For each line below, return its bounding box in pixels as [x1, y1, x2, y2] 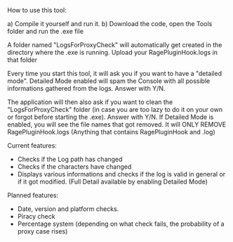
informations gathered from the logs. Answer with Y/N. [7, 84, 166, 92]
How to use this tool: [7, 6, 67, 14]
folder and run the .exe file [7, 27, 84, 35]
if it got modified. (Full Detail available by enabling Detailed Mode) [17, 177, 208, 186]
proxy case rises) [17, 227, 68, 235]
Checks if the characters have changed [17, 163, 132, 171]
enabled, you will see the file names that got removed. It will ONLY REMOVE [7, 120, 227, 129]
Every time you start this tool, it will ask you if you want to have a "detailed [7, 70, 222, 77]
